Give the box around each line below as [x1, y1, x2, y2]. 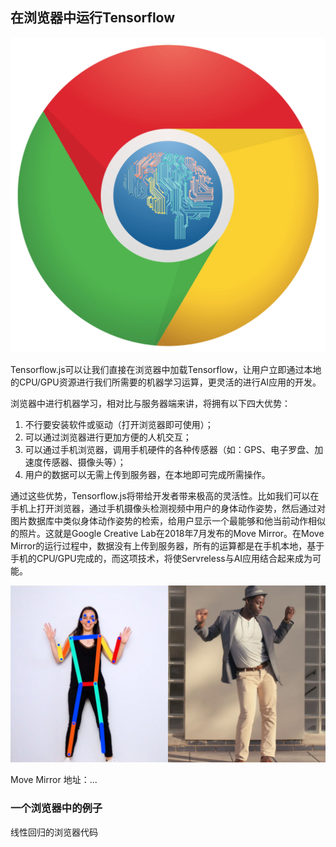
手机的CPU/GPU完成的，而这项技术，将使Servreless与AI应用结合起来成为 [10, 552, 313, 564]
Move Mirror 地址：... [10, 774, 98, 786]
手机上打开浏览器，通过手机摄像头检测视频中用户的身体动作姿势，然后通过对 [10, 502, 326, 514]
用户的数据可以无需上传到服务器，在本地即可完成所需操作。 [24, 468, 271, 480]
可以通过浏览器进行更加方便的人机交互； [24, 431, 192, 443]
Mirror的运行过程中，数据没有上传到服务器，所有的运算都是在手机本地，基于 [10, 539, 325, 552]
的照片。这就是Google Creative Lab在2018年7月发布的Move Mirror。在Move [10, 527, 325, 539]
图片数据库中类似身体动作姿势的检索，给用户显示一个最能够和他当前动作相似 [10, 514, 326, 527]
